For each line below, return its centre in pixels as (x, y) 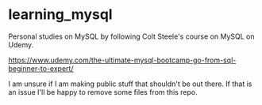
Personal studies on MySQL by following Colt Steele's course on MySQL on (131, 36)
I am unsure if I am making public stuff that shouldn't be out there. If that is (130, 84)
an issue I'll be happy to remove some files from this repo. (103, 92)
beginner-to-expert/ (41, 68)
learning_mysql (60, 15)
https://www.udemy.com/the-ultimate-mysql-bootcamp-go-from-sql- (122, 60)
